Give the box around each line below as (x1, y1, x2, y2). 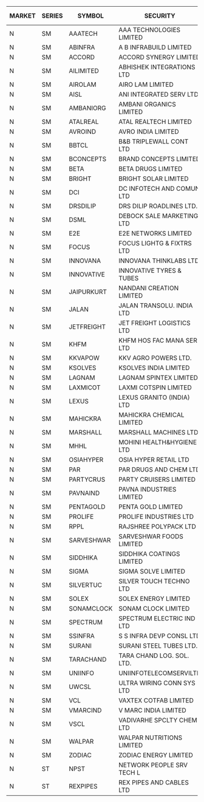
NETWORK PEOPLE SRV (118, 761, 188, 769)
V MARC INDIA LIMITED (118, 706, 186, 715)
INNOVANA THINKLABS (118, 256, 187, 265)
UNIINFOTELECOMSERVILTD (118, 669, 202, 677)
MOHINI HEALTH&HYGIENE (118, 438, 197, 446)
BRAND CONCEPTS (118, 155, 175, 163)
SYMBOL (77, 12, 104, 20)
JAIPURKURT (69, 288, 107, 296)
